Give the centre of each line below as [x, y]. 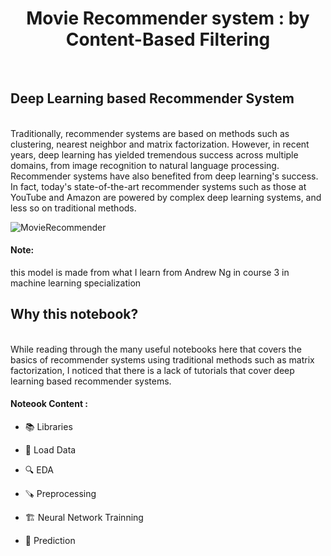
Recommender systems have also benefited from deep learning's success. [164, 176]
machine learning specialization [76, 283]
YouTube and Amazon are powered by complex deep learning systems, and [166, 197]
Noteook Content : [49, 404]
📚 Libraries [48, 426]
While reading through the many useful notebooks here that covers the [156, 349]
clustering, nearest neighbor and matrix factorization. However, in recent [160, 144]
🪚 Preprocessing [60, 493]
